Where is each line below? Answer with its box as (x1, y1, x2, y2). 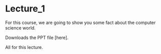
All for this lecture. (5, 44, 43, 50)
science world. (5, 24, 36, 30)
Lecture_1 (5, 3, 45, 14)
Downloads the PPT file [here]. (5, 34, 69, 40)
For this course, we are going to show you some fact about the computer (5, 19, 156, 25)
